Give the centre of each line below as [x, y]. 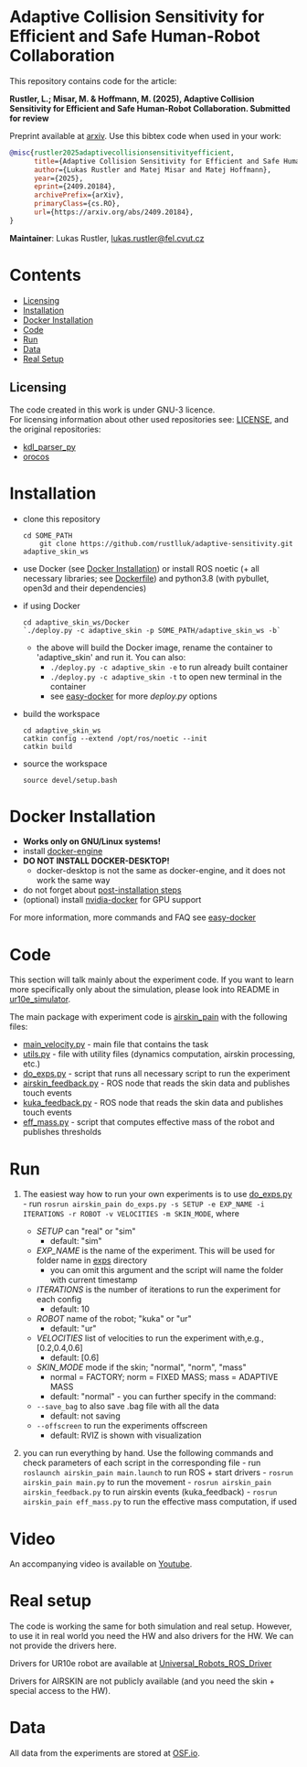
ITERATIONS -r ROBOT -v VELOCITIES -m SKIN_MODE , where [131, 1214]
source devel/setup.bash [70, 780]
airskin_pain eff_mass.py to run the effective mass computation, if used [159, 1502]
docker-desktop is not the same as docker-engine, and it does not [161, 871]
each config [59, 1300]
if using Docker [51, 605]
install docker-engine [63, 851]
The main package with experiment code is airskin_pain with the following [148, 1017]
